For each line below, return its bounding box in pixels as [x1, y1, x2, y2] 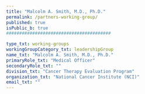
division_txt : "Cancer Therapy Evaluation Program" [6, 68, 134, 74]
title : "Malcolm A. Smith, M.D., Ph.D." [6, 8, 106, 15]
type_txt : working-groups [6, 41, 69, 47]
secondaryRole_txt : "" [6, 63, 61, 69]
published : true [6, 19, 46, 25]
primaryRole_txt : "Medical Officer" [6, 57, 95, 63]
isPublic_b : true [6, 25, 49, 31]
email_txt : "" [6, 79, 41, 85]
